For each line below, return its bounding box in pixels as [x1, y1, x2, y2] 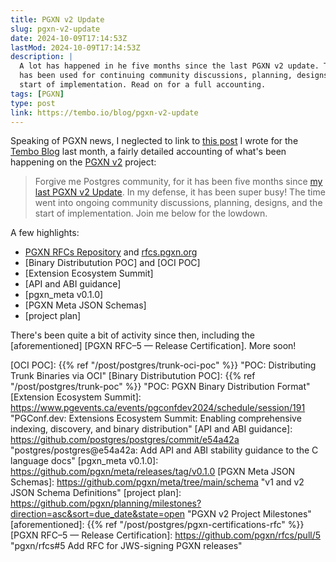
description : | [10, 52, 74, 62]
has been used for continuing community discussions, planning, [19, 71, 293, 81]
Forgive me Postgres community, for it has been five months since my [34, 176, 323, 188]
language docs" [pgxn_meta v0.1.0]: [10, 455, 159, 467]
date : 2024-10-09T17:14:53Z [10, 33, 128, 43]
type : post [10, 98, 56, 108]
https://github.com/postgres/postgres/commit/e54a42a [10, 434, 240, 446]
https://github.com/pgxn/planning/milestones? [10, 497, 202, 510]
